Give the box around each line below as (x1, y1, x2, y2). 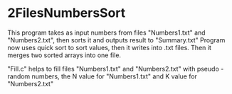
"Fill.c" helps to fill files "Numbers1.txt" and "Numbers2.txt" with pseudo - (7, 64, 224, 73)
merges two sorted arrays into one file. (7, 51, 122, 59)
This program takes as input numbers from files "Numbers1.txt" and (7, 28, 206, 37)
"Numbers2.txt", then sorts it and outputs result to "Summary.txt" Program (7, 35, 226, 44)
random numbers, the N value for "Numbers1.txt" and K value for (7, 72, 198, 81)
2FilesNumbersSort (7, 5, 126, 21)
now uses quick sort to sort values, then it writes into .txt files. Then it (7, 43, 211, 52)
